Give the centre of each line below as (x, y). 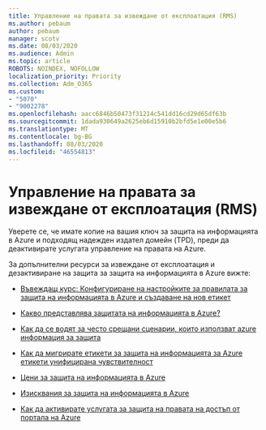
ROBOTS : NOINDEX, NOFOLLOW (54, 69)
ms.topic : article (39, 62)
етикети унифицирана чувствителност (87, 362)
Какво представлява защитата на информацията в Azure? (120, 313)
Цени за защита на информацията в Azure (93, 377)
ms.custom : (27, 91)
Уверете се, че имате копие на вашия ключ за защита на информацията (133, 231)
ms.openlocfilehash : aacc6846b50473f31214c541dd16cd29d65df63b (118, 114)
